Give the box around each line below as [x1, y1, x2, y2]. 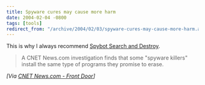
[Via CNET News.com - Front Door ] [6, 72, 96, 80]
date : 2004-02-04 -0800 [6, 15, 67, 21]
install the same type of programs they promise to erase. [21, 61, 164, 68]
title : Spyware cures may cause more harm [6, 8, 116, 15]
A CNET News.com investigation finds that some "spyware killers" [21, 54, 188, 61]
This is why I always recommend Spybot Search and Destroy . [6, 42, 160, 50]
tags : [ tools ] [6, 20, 43, 26]
